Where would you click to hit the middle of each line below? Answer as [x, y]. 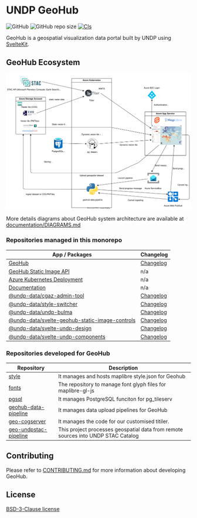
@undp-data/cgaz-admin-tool [46, 296]
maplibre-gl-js [77, 391]
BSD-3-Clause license [33, 509]
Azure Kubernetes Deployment [46, 279]
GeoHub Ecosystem [43, 62]
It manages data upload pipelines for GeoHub [113, 410]
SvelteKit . [18, 44]
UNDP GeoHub [43, 10]
